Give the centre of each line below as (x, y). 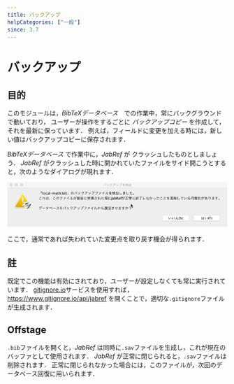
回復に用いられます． (68, 374)
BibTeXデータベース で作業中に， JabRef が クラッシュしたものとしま (106, 155)
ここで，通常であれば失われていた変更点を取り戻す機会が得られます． (108, 239)
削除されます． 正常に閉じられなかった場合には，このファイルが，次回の (112, 365)
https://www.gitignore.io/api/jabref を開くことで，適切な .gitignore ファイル (116, 299)
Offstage (27, 330)
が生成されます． (32, 307)
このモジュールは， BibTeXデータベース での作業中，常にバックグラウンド (115, 113)
